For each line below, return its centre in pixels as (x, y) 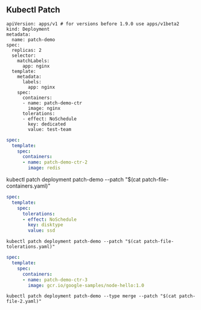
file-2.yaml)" (24, 302)
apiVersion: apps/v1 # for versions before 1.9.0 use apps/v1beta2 (93, 24)
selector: (24, 55)
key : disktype (46, 225)
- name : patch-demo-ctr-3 (55, 280)
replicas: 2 (27, 50)
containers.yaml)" (28, 186)
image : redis (44, 168)
